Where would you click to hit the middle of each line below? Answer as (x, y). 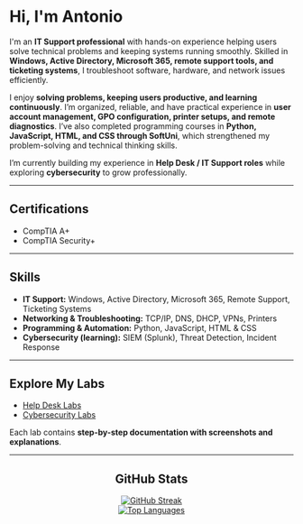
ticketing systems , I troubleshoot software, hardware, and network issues (147, 70)
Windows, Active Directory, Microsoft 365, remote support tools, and (142, 60)
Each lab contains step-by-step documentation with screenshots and (141, 432)
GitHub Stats (151, 478)
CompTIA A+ (46, 231)
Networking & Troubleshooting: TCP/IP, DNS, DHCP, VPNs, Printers (150, 318)
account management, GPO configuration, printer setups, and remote (142, 116)
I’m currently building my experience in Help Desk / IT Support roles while (147, 162)
